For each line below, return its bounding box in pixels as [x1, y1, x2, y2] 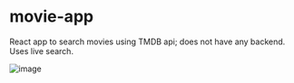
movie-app [9, 6, 93, 27]
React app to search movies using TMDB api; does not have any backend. [9, 36, 286, 47]
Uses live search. [9, 45, 74, 56]
